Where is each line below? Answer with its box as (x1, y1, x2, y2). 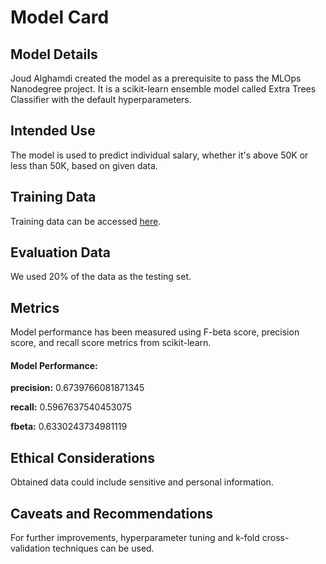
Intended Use (10, 122, 96, 140)
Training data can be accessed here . (10, 215, 162, 227)
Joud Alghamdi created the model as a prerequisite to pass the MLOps (10, 72, 302, 84)
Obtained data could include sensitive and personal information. (10, 476, 274, 488)
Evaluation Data (10, 244, 111, 261)
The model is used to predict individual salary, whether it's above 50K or (10, 149, 309, 161)
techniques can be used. (52, 542, 155, 555)
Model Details (10, 46, 98, 63)
